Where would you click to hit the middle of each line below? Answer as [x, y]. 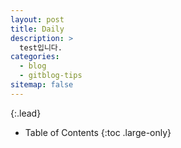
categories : [35, 57]
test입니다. [41, 47]
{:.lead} [26, 113]
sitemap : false [42, 85]
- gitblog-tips [51, 76]
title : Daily [37, 29]
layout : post [37, 19]
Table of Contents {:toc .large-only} [98, 132]
